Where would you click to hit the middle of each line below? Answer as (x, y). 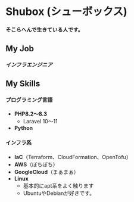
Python (24, 128)
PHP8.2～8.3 (30, 114)
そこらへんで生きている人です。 (44, 29)
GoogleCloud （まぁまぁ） (46, 172)
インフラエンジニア (29, 64)
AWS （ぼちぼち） (36, 164)
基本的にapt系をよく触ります (58, 185)
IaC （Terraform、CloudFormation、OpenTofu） (73, 157)
